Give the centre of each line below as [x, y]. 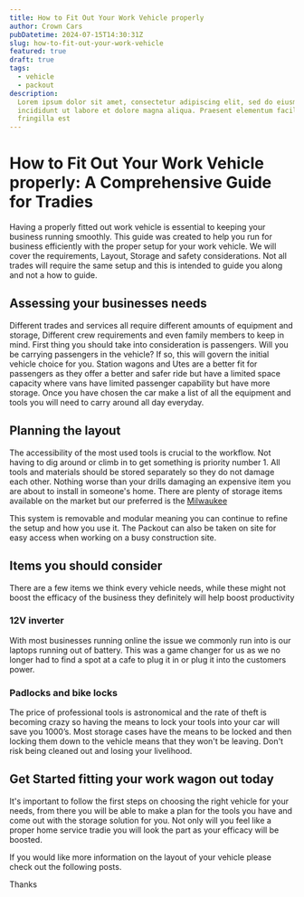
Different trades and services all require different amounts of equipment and [152, 325]
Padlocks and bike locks [63, 692]
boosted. [26, 839]
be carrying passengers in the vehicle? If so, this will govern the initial [139, 354]
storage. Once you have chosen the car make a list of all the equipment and [150, 392]
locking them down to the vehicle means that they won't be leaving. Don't [146, 741]
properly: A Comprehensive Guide [141, 183]
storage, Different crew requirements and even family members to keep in [147, 335]
